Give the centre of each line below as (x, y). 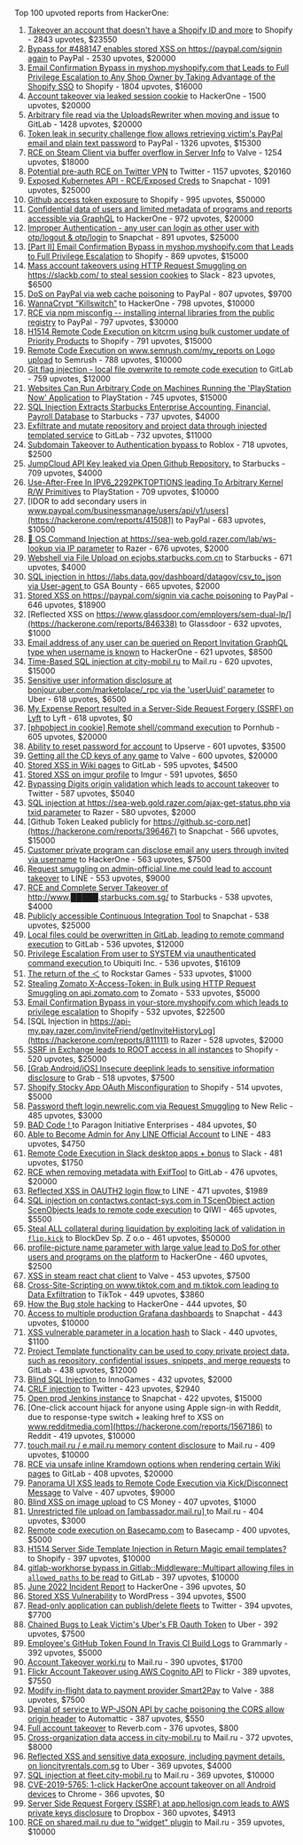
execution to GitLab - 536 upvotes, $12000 (105, 944)
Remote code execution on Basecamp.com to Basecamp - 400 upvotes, (159, 1530)
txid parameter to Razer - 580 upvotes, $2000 (112, 812)
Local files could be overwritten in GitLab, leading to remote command (155, 934)
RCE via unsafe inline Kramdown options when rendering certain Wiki (154, 1464)
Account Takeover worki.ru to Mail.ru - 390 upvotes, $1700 (135, 1662)
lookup (40, 548)
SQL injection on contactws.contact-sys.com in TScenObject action (151, 1200)
